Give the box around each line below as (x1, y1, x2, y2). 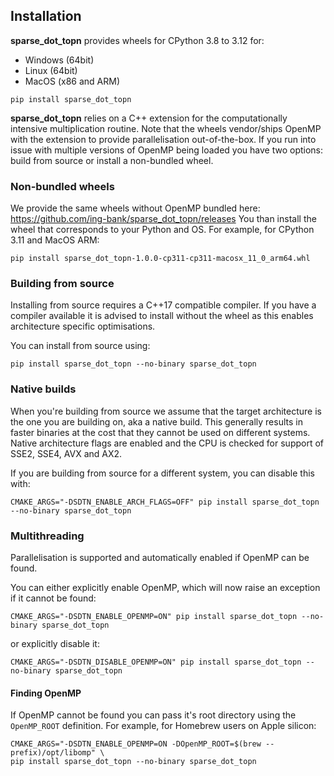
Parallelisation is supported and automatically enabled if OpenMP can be (10, 552, 310, 563)
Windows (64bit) (24, 54, 95, 66)
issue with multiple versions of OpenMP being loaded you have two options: (10, 144, 324, 156)
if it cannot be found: (10, 592, 97, 604)
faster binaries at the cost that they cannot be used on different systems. (10, 426, 311, 438)
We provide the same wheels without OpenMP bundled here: (10, 202, 261, 214)
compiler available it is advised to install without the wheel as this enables (10, 310, 314, 322)
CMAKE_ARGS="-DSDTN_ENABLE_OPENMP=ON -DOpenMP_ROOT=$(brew (10, 739, 262, 749)
